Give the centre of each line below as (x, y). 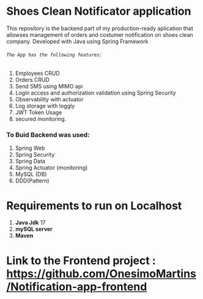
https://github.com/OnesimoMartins (102, 274)
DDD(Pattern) (32, 181)
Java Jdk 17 (30, 223)
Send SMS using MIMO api (49, 87)
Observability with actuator (49, 99)
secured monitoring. (41, 119)
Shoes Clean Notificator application (99, 11)
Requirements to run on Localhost (94, 205)
